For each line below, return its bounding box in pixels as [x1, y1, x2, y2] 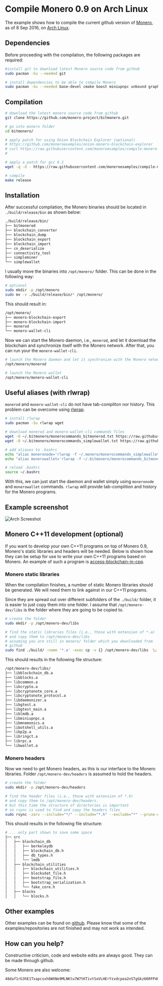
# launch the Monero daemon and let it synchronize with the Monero [5, 357, 147, 362]
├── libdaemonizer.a [5, 698, 47, 703]
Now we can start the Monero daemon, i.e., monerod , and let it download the [5, 338, 156, 343]
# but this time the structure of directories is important [5, 803, 130, 808]
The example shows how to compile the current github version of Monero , [5, 20, 153, 25]
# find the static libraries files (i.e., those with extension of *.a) [5, 629, 155, 635]
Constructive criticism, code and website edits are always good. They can [5, 952, 153, 958]
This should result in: [5, 301, 47, 307]
